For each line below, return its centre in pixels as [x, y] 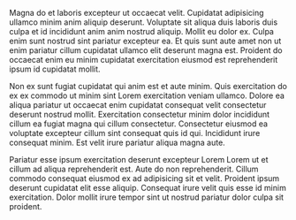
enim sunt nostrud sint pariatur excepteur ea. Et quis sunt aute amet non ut [145, 41]
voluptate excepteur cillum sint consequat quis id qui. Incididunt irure [135, 133]
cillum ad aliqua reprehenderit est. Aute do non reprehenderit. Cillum [134, 169]
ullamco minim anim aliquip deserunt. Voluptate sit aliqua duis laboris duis [144, 22]
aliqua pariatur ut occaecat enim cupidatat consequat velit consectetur [138, 105]
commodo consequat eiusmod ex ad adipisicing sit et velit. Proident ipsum [144, 178]
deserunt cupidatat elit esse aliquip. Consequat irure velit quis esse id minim [148, 188]
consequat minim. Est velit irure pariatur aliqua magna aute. [117, 142]
